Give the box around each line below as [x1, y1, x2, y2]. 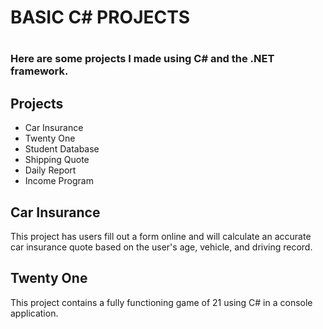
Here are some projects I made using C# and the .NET [10, 52, 275, 66]
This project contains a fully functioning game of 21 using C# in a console [10, 296, 313, 308]
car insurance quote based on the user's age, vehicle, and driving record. [10, 241, 313, 253]
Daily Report [24, 164, 77, 176]
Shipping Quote [24, 154, 90, 166]
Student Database [24, 143, 100, 155]
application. [10, 307, 59, 319]
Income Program [24, 175, 94, 187]
